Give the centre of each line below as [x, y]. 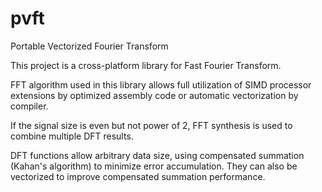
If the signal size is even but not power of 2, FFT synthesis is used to [151, 125]
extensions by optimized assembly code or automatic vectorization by [154, 95]
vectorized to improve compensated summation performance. [138, 176]
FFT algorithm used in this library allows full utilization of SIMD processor [161, 84]
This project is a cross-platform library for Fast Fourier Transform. [146, 65]
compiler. [29, 106]
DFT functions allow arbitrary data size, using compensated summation [157, 155]
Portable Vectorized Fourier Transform [89, 46]
